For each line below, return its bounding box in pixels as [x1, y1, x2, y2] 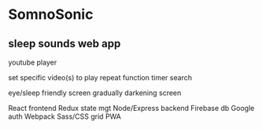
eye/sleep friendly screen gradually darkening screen [8, 88, 182, 98]
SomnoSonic [8, 6, 94, 24]
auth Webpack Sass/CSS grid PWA [8, 112, 122, 121]
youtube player [8, 57, 57, 67]
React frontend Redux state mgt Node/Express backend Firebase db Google [8, 104, 255, 112]
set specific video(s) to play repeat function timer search [8, 73, 193, 82]
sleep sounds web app [8, 37, 121, 50]
